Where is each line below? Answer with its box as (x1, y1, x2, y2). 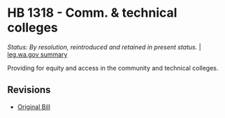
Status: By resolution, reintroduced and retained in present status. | (7, 43, 201, 51)
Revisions (7, 84, 51, 96)
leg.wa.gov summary (7, 50, 68, 59)
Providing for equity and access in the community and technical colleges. (7, 64, 219, 72)
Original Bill (17, 103, 51, 111)
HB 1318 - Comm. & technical (7, 5, 177, 21)
